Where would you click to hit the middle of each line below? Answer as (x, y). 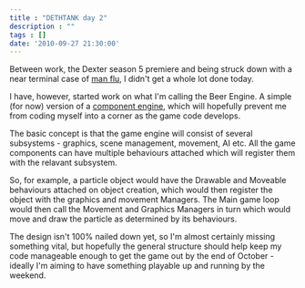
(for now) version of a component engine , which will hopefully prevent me (148, 107)
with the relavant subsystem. (64, 163)
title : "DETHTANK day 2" (58, 18)
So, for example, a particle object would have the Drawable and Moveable (148, 180)
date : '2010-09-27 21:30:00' (65, 43)
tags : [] (28, 35)
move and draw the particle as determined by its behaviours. (123, 219)
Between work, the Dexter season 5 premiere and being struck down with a (151, 69)
